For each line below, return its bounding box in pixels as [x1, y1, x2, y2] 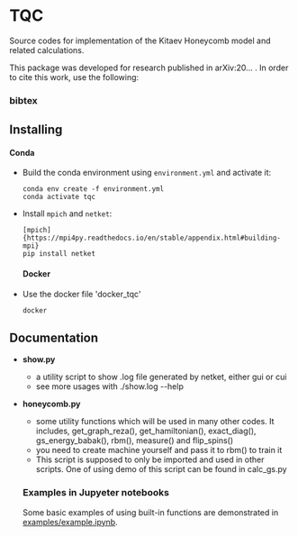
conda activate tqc [22, 193, 96, 202]
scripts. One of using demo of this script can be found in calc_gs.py [35, 464, 287, 475]
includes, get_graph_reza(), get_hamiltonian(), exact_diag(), [35, 425, 257, 437]
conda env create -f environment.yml [22, 185, 165, 194]
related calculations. [9, 44, 85, 55]
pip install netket [22, 250, 96, 259]
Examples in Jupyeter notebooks [22, 486, 169, 499]
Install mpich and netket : [22, 208, 113, 219]
